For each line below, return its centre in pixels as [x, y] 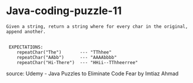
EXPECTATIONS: [26, 47]
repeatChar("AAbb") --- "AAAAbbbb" [67, 57]
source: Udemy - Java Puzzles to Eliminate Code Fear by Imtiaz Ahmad [92, 73]
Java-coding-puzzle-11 [64, 11]
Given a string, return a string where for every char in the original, [97, 26]
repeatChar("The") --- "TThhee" [64, 52]
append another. [26, 31]
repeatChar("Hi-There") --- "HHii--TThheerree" [77, 62]
